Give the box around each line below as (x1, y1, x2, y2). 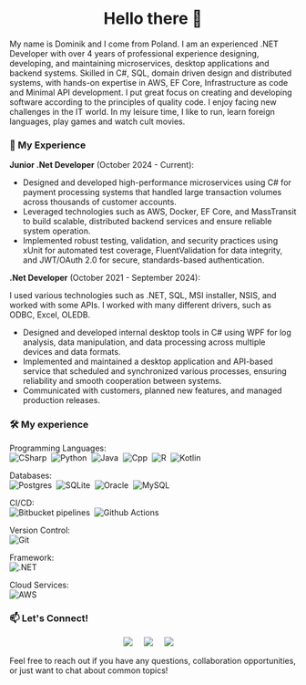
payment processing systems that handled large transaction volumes (22, 187, 282, 198)
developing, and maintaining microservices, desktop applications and (9, 57, 270, 68)
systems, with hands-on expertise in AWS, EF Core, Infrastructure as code (9, 77, 289, 88)
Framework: (9, 552, 55, 563)
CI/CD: (9, 497, 35, 508)
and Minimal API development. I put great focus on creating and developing (9, 87, 293, 98)
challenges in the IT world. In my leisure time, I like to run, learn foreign (9, 106, 276, 117)
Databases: (9, 470, 53, 481)
